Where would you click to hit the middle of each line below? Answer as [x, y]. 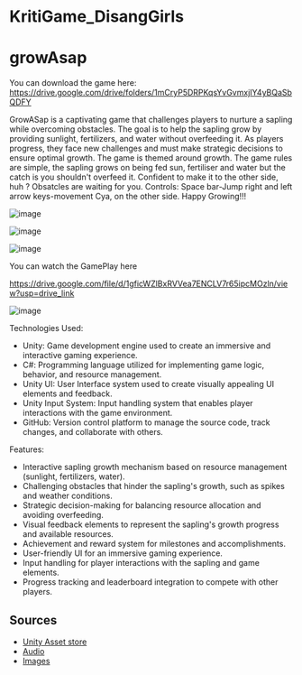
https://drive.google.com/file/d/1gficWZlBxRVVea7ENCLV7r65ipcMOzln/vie [149, 284]
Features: [27, 449]
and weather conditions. [67, 496]
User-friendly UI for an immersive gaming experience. [123, 553]
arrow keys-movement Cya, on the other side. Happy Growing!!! [128, 197]
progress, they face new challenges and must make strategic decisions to [146, 148]
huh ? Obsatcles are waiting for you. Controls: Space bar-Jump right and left [151, 187]
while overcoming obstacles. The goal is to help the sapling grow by [136, 129]
